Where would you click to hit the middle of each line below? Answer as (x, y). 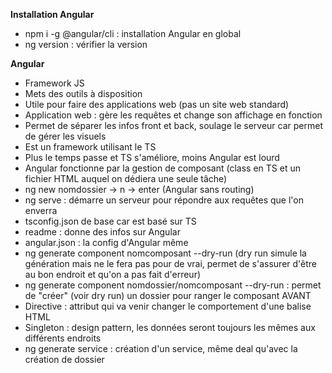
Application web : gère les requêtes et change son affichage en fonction (173, 115)
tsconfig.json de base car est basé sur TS (110, 221)
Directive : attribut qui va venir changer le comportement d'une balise (168, 306)
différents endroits (63, 338)
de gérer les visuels (65, 136)
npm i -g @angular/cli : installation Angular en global (133, 33)
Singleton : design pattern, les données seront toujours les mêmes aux (170, 327)
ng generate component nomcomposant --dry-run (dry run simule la (165, 253)
